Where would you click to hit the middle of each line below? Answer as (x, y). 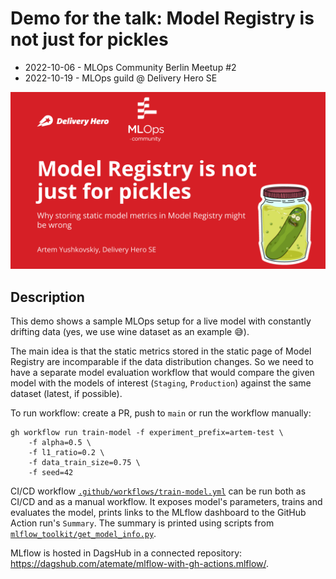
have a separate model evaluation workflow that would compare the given (162, 373)
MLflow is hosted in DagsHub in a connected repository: (126, 553)
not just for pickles (89, 39)
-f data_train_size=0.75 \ (84, 463)
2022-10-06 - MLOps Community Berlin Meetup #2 (130, 67)
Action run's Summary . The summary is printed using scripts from (142, 523)
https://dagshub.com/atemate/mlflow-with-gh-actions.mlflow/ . (140, 564)
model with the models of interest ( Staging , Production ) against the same (161, 383)
